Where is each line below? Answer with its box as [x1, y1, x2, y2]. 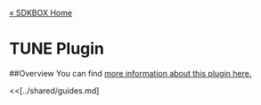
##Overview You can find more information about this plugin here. [9, 68, 252, 78]
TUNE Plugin [9, 39, 105, 59]
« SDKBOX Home [9, 8, 73, 18]
